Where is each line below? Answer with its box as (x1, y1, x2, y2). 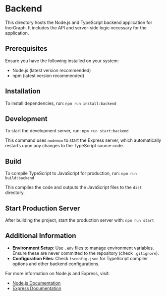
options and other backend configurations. (12, 261, 100, 267)
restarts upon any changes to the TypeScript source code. (5, 143, 124, 149)
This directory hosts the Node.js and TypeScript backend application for (5, 19, 153, 25)
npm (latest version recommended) (12, 73, 85, 79)
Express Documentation (12, 285, 61, 291)
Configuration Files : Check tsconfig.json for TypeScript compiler (12, 255, 148, 261)
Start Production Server (5, 204, 80, 212)
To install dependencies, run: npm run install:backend (5, 100, 116, 106)
